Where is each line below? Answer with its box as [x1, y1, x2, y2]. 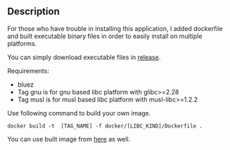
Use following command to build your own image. [7, 108, 151, 117]
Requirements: [7, 66, 49, 75]
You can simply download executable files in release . [7, 53, 161, 61]
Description [7, 6, 60, 18]
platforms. [7, 39, 37, 48]
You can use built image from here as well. [7, 135, 131, 143]
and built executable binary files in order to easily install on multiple [7, 32, 203, 40]
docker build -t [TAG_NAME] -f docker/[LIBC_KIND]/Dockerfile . [7, 123, 203, 130]
